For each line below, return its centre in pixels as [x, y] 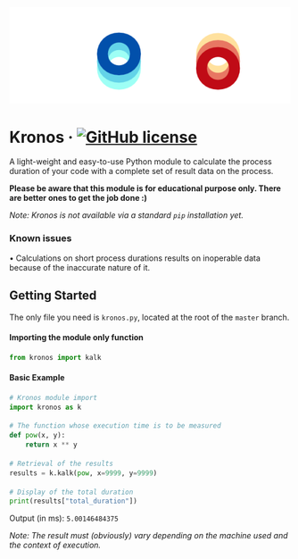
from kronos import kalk [55, 357]
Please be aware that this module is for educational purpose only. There [145, 188]
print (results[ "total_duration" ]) [74, 501]
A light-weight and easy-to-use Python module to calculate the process [141, 162]
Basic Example [37, 378]
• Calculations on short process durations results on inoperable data [135, 258]
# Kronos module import [54, 397]
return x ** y [51, 445]
